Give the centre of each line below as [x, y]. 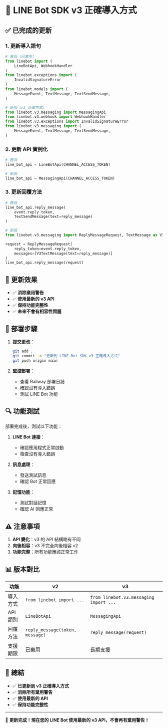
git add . [23, 351]
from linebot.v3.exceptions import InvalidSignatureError [67, 122]
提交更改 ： [23, 342]
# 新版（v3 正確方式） [26, 107]
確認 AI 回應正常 [36, 509]
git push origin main [35, 360]
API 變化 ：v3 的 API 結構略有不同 [46, 540]
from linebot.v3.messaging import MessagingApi [56, 112]
